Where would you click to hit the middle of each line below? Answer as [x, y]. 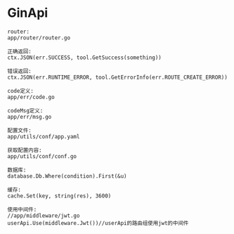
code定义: [20, 91]
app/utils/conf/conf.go [42, 156]
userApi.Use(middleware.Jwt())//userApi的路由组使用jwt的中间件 [98, 223]
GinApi [28, 13]
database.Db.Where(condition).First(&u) [67, 176]
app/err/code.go [31, 97]
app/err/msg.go [30, 117]
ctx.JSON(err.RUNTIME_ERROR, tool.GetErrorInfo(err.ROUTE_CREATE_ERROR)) [118, 77]
